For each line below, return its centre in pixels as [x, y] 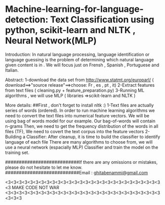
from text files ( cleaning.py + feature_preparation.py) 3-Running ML [75, 90]
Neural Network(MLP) [51, 41]
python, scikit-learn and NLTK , [70, 30]
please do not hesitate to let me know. [44, 167]
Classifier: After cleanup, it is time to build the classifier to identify [93, 137]
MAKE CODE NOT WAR [35, 187]
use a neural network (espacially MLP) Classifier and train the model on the [82, 147]
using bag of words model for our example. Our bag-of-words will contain [80, 121]
